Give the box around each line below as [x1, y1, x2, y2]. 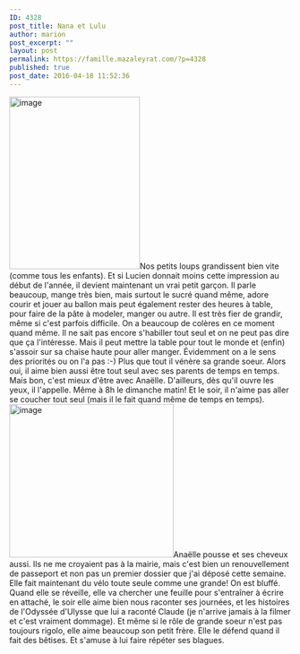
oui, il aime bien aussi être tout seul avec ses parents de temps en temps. [9, 365, 280, 376]
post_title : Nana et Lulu [9, 22, 106, 30]
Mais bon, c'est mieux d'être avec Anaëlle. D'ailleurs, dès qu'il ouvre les [9, 374, 275, 385]
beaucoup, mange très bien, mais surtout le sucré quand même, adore [9, 288, 270, 300]
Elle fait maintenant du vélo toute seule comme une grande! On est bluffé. [9, 577, 280, 588]
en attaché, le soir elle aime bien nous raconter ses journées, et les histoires [9, 597, 290, 607]
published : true [9, 64, 70, 73]
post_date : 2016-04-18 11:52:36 [9, 72, 130, 81]
